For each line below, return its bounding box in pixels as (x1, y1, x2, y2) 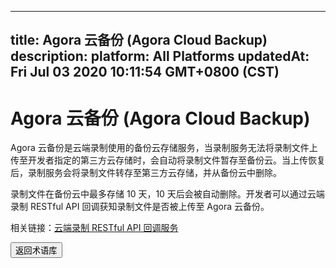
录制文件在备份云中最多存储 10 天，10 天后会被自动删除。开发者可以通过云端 (10, 188, 325, 200)
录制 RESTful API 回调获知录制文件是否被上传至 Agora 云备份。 (10, 201, 270, 213)
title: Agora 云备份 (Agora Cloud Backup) (10, 32, 268, 49)
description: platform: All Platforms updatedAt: (10, 48, 310, 65)
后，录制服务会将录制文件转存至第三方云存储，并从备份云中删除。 (10, 167, 282, 179)
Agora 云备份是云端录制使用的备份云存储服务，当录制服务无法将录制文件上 (10, 142, 318, 154)
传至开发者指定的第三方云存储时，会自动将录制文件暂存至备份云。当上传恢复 (10, 154, 326, 166)
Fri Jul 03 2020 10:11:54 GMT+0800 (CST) (10, 64, 280, 81)
